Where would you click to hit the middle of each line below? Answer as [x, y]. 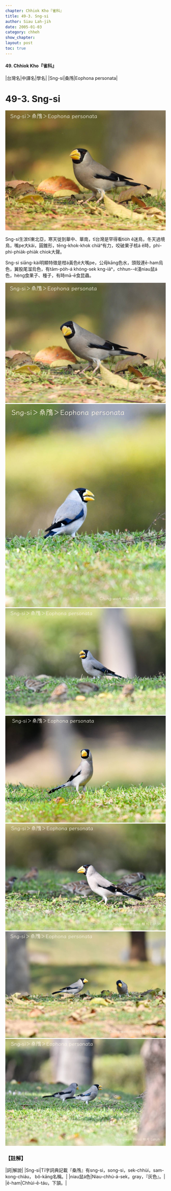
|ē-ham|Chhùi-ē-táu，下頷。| [36, 1183]
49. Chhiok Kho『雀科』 [31, 66]
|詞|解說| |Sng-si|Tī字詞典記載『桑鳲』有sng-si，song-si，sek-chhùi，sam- [85, 1170]
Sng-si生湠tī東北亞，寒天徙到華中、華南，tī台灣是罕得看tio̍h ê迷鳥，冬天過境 [85, 239]
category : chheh [22, 32]
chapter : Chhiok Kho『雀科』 [35, 11]
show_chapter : [20, 38]
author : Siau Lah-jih [28, 21]
